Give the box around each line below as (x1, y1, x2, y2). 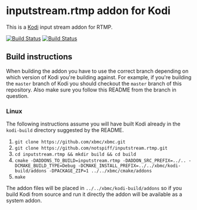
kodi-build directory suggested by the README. (6, 127, 124, 134)
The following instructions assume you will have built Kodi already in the (6, 120, 181, 127)
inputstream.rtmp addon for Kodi (6, 4, 171, 18)
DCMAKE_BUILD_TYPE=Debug (14, 163, 76, 169)
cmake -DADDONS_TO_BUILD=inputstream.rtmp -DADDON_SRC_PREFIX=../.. (14, 158, 186, 164)
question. (6, 92, 29, 99)
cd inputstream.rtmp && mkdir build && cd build (14, 151, 136, 158)
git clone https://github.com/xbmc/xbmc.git (14, 139, 126, 145)
